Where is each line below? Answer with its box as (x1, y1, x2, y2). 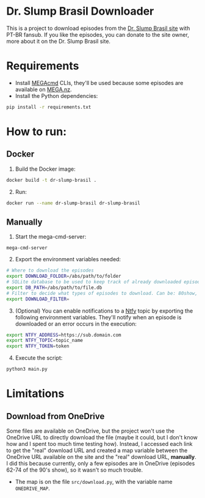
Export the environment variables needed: (15, 256, 121, 263)
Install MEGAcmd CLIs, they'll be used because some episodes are (15, 79, 184, 86)
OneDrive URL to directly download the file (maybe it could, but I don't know (6, 434, 198, 441)
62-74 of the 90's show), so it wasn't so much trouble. (6, 466, 143, 474)
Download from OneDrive (6, 411, 105, 422)
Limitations (6, 387, 65, 401)
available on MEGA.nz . (15, 86, 72, 93)
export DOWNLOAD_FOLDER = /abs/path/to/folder (6, 273, 121, 280)
